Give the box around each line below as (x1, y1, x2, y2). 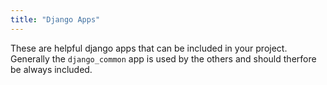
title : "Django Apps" (10, 14, 101, 25)
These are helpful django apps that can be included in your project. (10, 42, 288, 54)
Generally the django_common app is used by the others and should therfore (10, 52, 317, 65)
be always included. (10, 63, 93, 75)
